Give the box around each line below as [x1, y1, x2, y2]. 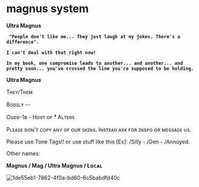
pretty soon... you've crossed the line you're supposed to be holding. [6, 66, 194, 72]
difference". [6, 39, 39, 45]
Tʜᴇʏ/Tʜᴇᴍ [6, 88, 33, 95]
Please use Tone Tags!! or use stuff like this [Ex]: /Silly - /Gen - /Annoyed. [6, 138, 190, 145]
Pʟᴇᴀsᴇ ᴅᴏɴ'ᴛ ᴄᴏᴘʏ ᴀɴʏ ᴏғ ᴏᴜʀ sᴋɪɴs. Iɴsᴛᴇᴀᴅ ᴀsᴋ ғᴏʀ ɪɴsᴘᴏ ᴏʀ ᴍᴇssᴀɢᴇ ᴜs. [6, 126, 192, 133]
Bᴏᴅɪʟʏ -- [6, 101, 30, 108]
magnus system [6, 2, 89, 16]
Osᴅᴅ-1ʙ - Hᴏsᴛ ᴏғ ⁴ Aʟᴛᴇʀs [6, 113, 75, 120]
